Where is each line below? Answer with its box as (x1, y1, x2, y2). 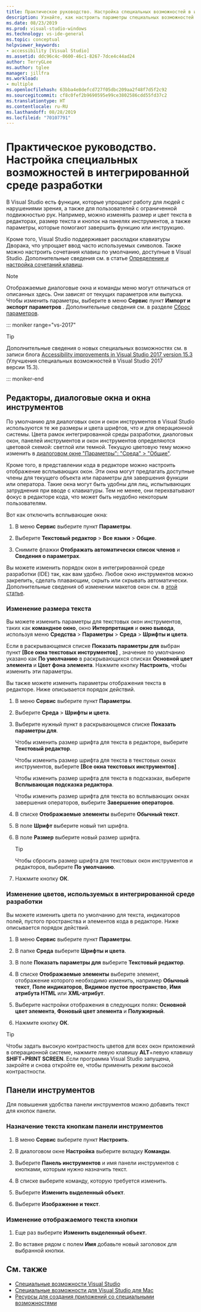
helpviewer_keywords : (6, 43, 60, 49)
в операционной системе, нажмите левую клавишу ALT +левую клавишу (6, 1048, 193, 1055)
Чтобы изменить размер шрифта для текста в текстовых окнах (14, 756, 176, 764)
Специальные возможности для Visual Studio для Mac (14, 1286, 154, 1293)
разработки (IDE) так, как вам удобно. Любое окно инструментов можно (6, 571, 193, 577)
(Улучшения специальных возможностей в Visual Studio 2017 (6, 357, 163, 364)
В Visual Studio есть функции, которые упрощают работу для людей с (6, 198, 185, 206)
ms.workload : (6, 76, 39, 82)
